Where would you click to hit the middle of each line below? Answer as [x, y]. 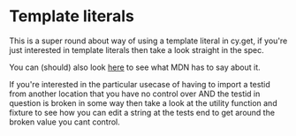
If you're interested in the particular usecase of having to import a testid [140, 84]
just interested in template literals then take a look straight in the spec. [137, 49]
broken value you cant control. [65, 122]
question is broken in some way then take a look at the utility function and [143, 102]
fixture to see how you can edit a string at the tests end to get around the [142, 112]
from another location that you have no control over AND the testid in [135, 94]
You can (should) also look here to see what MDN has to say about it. [135, 67]
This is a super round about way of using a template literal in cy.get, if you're [148, 41]
